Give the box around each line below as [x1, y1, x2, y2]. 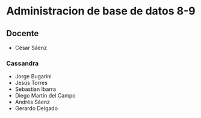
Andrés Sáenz [14, 98, 50, 106]
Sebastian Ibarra [14, 85, 56, 93]
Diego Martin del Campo [14, 92, 76, 99]
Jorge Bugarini [14, 73, 52, 80]
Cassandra [6, 59, 39, 67]
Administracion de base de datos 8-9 [6, 4, 196, 18]
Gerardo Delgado [14, 105, 58, 112]
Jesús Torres [14, 79, 48, 87]
